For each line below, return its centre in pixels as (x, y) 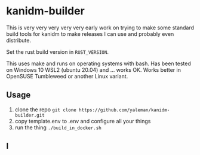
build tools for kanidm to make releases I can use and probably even (90, 34)
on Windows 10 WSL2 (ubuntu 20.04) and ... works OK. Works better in (93, 69)
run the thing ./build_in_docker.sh (58, 127)
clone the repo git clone (45, 110)
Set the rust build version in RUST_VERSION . (58, 51)
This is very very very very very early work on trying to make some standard (100, 28)
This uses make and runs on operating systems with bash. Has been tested (99, 63)
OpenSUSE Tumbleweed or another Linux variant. (67, 76)
